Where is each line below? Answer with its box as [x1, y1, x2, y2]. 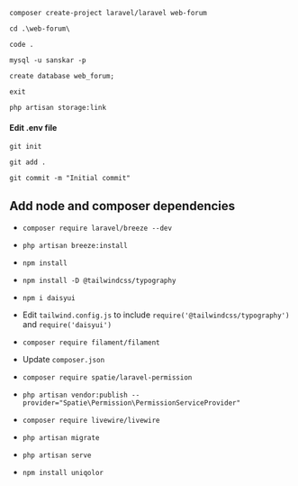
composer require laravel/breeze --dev [22, 224, 173, 234]
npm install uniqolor [22, 469, 104, 478]
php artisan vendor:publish [22, 390, 128, 400]
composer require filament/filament [22, 338, 160, 347]
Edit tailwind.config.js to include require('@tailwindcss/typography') [22, 309, 290, 320]
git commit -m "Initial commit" [9, 174, 131, 183]
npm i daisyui [22, 294, 76, 303]
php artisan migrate [22, 434, 100, 443]
